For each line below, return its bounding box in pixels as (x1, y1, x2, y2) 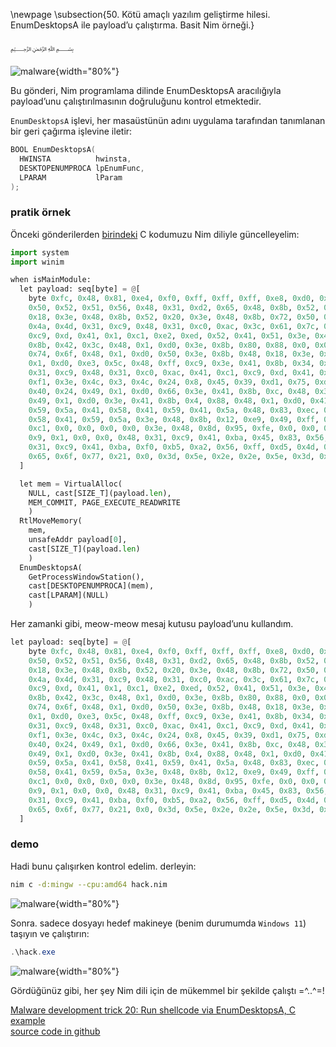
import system (10, 247, 70, 258)
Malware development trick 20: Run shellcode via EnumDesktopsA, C (10, 1004, 296, 1016)
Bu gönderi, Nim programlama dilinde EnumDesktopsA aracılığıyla (10, 85, 282, 96)
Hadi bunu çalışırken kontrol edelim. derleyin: (10, 860, 197, 872)
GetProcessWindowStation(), (28, 572, 145, 582)
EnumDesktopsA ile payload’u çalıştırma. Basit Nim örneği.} (10, 19, 255, 31)
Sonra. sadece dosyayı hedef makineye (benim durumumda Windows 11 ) (10, 917, 307, 929)
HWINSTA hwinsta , (19, 154, 132, 164)
